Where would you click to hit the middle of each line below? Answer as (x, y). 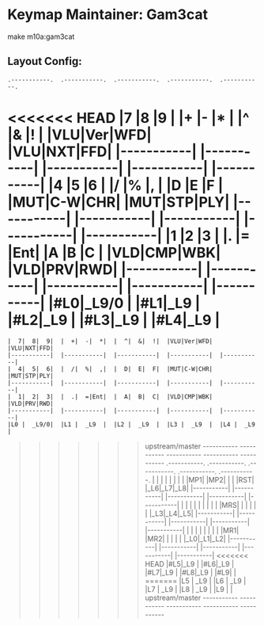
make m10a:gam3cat (41, 36)
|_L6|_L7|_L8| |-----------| (188, 488)
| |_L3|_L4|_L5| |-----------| (190, 513)
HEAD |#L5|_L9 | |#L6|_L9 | (190, 563)
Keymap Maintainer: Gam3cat (108, 15)
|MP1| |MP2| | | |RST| (220, 479)
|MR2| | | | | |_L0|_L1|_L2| (185, 538)
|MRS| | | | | (238, 505)
